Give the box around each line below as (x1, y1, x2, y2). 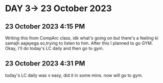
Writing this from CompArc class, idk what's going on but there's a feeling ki (5, 35, 159, 41)
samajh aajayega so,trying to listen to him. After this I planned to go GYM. (5, 40, 153, 46)
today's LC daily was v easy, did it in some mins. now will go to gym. (5, 72, 143, 78)
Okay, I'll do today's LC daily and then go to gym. (5, 46, 104, 51)
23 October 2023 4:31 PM (5, 59, 86, 68)
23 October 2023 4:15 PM (5, 22, 85, 31)
